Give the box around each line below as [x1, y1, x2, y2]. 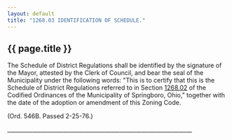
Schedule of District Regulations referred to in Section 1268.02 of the [7, 83, 207, 92]
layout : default [7, 10, 55, 17]
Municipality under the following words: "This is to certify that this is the [7, 76, 215, 85]
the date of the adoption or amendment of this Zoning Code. [7, 99, 182, 107]
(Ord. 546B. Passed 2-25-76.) [7, 112, 93, 120]
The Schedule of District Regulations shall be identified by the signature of [7, 61, 222, 70]
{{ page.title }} [7, 43, 72, 55]
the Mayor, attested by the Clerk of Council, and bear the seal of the [7, 69, 204, 77]
